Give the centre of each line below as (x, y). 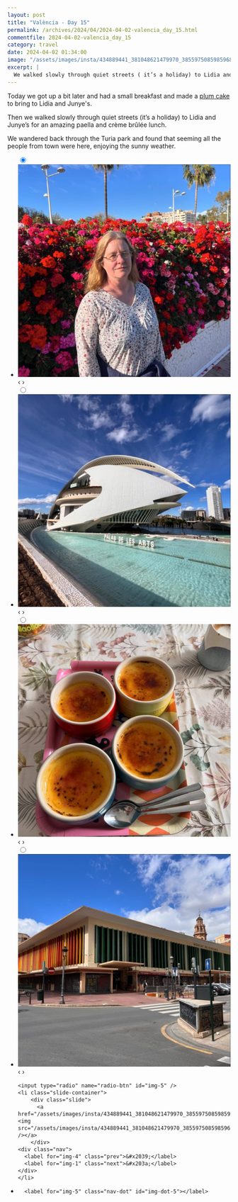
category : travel (33, 45)
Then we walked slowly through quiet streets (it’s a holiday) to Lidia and (112, 117)
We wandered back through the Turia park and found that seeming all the (114, 138)
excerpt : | (23, 67)
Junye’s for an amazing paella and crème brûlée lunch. (87, 125)
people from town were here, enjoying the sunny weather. (91, 146)
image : (17, 60)
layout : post (27, 15)
